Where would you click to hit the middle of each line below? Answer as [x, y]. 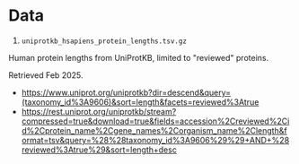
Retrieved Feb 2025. [46, 75]
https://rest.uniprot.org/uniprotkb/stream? [99, 111]
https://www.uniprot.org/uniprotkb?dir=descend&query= [126, 92]
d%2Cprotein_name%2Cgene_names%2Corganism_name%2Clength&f [154, 130]
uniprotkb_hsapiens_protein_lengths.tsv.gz [104, 41]
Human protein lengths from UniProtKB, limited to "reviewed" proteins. [139, 57]
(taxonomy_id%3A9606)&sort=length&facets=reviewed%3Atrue [140, 102]
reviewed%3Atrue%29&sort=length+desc [99, 150]
